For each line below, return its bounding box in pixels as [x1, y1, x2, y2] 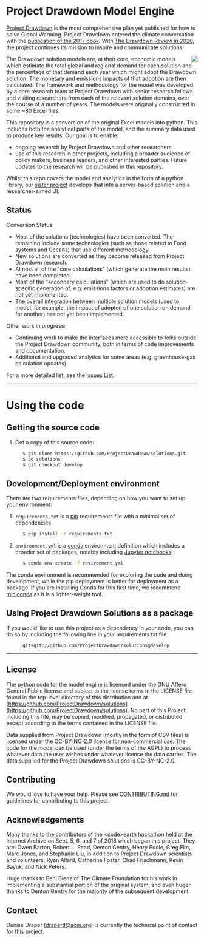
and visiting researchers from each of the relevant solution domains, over [6, 94, 190, 101]
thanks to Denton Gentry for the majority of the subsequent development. [6, 888, 190, 895]
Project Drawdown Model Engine [6, 4, 175, 18]
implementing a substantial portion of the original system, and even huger [6, 882, 191, 889]
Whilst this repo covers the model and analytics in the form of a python [6, 174, 184, 182]
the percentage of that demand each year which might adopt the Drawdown [6, 68, 197, 75]
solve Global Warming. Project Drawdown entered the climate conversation [6, 30, 194, 38]
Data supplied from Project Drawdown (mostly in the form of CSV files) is [6, 731, 189, 738]
